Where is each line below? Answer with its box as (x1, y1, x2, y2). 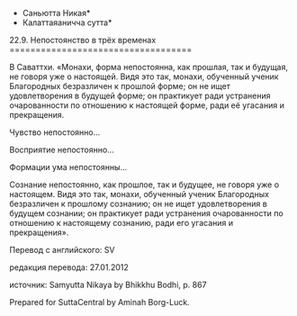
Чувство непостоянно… (9, 127, 101, 138)
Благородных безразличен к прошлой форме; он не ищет (9, 81, 231, 91)
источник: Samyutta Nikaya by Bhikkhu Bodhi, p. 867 (9, 279, 207, 290)
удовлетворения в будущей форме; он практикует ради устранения (9, 90, 272, 101)
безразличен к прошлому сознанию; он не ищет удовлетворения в (9, 198, 267, 209)
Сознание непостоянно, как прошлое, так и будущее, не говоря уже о (9, 179, 280, 190)
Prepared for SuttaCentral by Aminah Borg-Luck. (9, 297, 191, 307)
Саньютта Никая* (22, 8, 91, 18)
